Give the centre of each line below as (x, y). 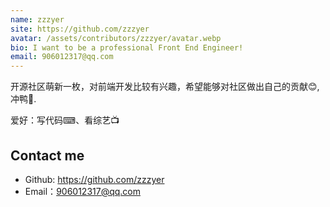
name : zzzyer (37, 19)
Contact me (47, 155)
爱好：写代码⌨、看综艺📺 (65, 120)
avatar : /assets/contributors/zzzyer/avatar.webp (116, 38)
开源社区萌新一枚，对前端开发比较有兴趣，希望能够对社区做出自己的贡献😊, (165, 87)
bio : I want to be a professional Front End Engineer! (127, 47)
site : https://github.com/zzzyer (80, 29)
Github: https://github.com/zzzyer (94, 179)
